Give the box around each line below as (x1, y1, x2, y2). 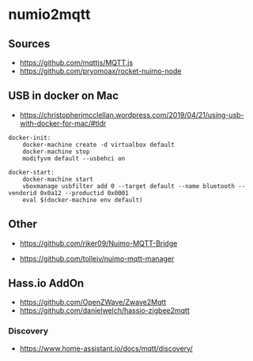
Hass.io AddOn (8, 276, 85, 290)
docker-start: (8, 168, 55, 176)
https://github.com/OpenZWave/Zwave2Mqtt (19, 298, 167, 307)
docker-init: (8, 133, 51, 141)
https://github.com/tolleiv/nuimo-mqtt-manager (19, 254, 175, 263)
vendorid (8, 189, 37, 197)
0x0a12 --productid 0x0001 (40, 189, 129, 197)
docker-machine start (22, 175, 93, 183)
